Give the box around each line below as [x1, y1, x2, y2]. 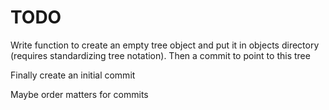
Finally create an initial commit [10, 69, 136, 81]
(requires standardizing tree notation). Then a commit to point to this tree [10, 49, 311, 61]
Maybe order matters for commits [10, 88, 149, 100]
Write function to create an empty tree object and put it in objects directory [10, 39, 320, 51]
